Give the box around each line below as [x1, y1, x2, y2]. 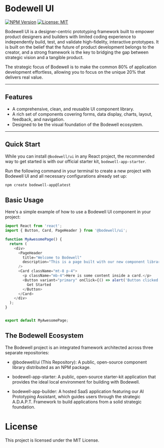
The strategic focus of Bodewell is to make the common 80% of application [5, 64, 157, 70]
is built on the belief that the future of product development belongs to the [5, 44, 155, 50]
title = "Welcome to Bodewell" [22, 255, 82, 260]
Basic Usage [5, 196, 44, 204]
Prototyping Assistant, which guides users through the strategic [12, 393, 141, 399]
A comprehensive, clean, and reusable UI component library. [12, 106, 134, 112]
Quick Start [5, 140, 41, 149]
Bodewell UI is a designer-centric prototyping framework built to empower [5, 28, 155, 34]
